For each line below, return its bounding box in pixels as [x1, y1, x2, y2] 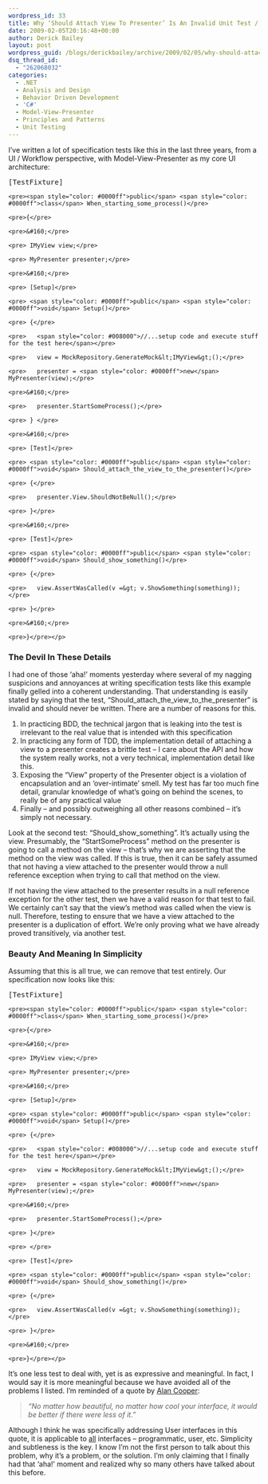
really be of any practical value [19, 796, 122, 806]
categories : [8, 71, 48, 79]
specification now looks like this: [8, 975, 116, 985]
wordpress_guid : [8, 49, 62, 57]
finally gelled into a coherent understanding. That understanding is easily [8, 686, 249, 696]
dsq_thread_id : [8, 57, 59, 65]
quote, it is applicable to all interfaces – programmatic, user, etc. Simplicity [8, 1434, 253, 1443]
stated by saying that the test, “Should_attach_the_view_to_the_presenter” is [8, 695, 258, 705]
